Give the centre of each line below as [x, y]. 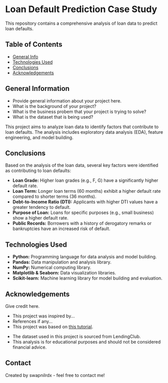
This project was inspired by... [44, 316]
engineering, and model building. [39, 137]
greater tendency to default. [41, 207]
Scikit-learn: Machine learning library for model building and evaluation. [87, 278]
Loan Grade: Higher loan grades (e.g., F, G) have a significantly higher [85, 181]
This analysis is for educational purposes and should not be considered [87, 342]
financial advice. [29, 347]
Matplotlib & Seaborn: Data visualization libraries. [64, 273]
